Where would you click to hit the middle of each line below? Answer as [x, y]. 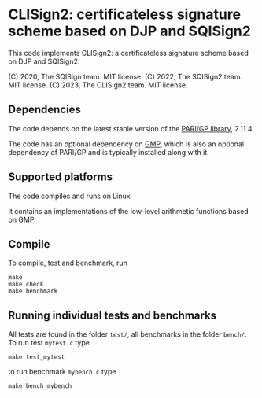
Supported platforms [60, 177]
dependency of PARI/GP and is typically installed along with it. [109, 152]
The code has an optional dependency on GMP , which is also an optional [126, 144]
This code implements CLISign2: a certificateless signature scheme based [129, 53]
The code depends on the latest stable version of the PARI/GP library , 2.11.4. [131, 128]
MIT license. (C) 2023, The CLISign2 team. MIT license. [98, 85]
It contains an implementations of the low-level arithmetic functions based [129, 211]
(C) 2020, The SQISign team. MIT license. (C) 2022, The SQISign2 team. [125, 76]
